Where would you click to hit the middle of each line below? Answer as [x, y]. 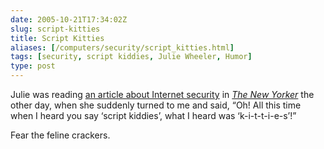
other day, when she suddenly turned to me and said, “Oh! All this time [156, 105]
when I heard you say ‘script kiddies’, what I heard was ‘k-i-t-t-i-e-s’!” [153, 115]
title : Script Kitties [57, 38]
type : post [33, 66]
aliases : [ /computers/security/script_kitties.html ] [122, 47]
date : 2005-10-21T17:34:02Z [69, 19]
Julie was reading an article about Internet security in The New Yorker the [162, 94]
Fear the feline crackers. [60, 135]
